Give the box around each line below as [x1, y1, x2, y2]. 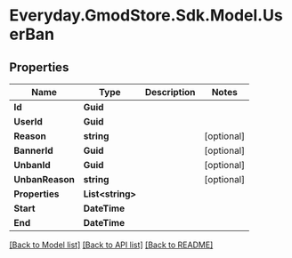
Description [144, 86, 196, 98]
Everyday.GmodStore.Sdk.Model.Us [9, 5, 283, 26]
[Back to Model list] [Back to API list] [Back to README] [9, 239, 214, 250]
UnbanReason [13, 173, 76, 185]
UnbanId [13, 159, 51, 171]
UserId [13, 116, 43, 127]
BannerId [13, 144, 53, 157]
